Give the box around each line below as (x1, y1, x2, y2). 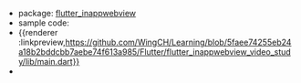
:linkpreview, (17, 36, 66, 47)
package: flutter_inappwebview (17, 8, 137, 18)
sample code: (17, 17, 70, 28)
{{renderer (17, 27, 58, 37)
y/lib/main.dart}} (17, 57, 80, 67)
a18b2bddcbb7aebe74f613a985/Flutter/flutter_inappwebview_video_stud (17, 47, 292, 57)
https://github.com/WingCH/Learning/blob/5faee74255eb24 (65, 36, 292, 47)
